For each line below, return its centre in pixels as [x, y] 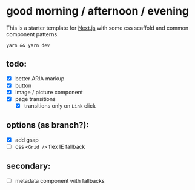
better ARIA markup [40, 78]
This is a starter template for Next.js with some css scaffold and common [97, 28]
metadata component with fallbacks [60, 180]
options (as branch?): [48, 125]
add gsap [27, 140]
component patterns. [32, 34]
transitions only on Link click [60, 106]
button [23, 85]
